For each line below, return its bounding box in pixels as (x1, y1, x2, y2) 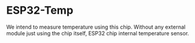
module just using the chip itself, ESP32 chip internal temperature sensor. (6, 29, 190, 36)
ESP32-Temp (6, 4, 74, 17)
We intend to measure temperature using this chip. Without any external (6, 23, 186, 30)
